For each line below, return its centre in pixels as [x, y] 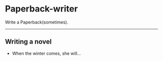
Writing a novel [28, 42]
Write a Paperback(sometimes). [37, 22]
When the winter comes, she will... [46, 53]
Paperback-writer [41, 9]
